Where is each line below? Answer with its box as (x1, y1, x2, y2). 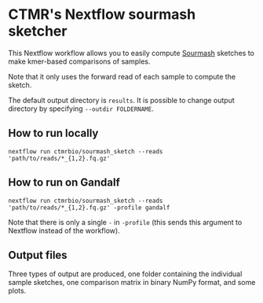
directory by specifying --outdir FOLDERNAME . (8, 104, 155, 113)
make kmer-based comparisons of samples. (8, 57, 151, 66)
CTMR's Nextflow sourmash (8, 6, 196, 24)
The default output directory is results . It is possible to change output (8, 95, 236, 105)
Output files (8, 248, 68, 261)
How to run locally (8, 127, 99, 140)
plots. (8, 286, 27, 296)
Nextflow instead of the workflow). (8, 226, 120, 235)
